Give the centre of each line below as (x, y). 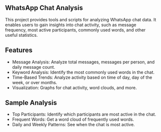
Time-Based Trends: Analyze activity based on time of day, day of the (82, 77)
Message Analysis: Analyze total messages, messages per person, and (83, 62)
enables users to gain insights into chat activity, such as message (71, 25)
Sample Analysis (31, 103)
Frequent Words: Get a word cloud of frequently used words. (73, 119)
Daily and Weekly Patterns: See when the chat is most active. (73, 125)
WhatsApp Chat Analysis (44, 8)
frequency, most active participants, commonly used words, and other (75, 30)
